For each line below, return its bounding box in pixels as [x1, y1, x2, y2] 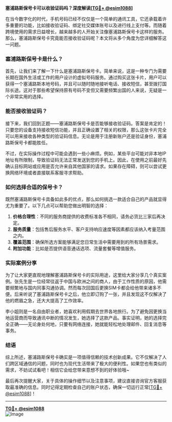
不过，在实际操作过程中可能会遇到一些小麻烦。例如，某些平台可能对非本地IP [5, 150, 166, 157]
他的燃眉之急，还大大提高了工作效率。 [5, 298, 86, 304]
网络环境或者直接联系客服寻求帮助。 [9, 169, 86, 175]
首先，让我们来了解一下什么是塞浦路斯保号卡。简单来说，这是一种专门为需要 [5, 68, 167, 74]
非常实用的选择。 [9, 94, 46, 100]
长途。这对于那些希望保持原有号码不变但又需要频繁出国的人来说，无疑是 [9, 87, 162, 94]
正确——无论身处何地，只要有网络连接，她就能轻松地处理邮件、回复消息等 [9, 321, 167, 327]
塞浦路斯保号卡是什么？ [5, 55, 63, 62]
